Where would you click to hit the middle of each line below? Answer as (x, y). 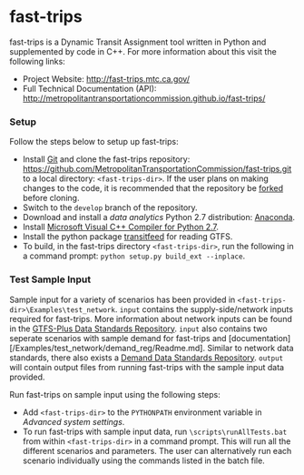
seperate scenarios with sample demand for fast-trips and (118, 338)
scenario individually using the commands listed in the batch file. (143, 460)
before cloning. (51, 198)
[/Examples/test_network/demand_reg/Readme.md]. (108, 348)
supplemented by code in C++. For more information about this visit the (143, 51)
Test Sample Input (50, 279)
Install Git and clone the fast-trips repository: (106, 159)
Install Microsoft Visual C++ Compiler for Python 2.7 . (121, 227)
